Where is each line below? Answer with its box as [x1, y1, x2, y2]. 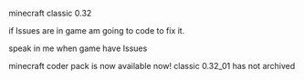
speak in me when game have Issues [8, 43, 148, 54]
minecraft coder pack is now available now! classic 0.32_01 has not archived [8, 61, 296, 71]
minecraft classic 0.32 [8, 8, 92, 18]
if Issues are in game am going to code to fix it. [8, 25, 185, 35]
